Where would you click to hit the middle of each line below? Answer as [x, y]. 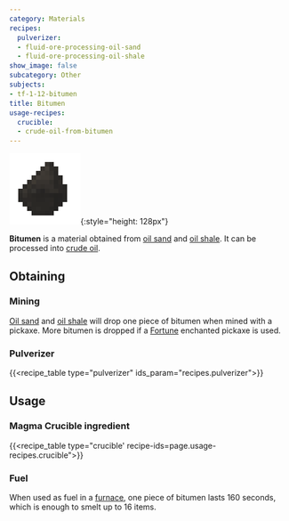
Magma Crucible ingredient [70, 426]
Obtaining [37, 276]
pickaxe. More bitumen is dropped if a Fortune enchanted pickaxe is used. [145, 330]
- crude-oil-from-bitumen [65, 132]
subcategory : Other [45, 76]
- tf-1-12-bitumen [43, 94]
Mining [24, 301]
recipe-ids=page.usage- [171, 445]
